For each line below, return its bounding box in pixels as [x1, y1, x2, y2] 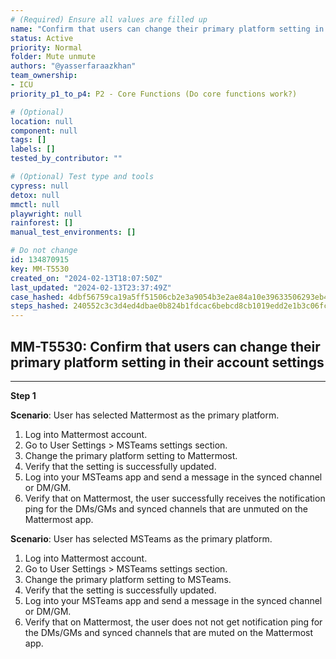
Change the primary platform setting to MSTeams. [24, 573, 232, 585]
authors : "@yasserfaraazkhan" [10, 61, 137, 71]
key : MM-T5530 [10, 264, 70, 274]
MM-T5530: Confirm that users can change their [10, 338, 321, 355]
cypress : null [10, 181, 70, 191]
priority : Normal [10, 42, 83, 53]
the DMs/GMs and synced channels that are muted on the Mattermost [24, 626, 314, 638]
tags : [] [10, 135, 47, 145]
